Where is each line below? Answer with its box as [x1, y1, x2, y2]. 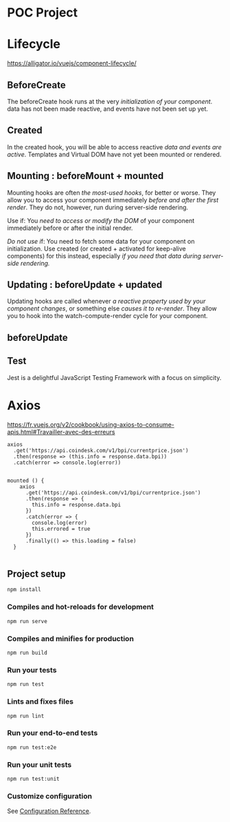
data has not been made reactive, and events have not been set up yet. [7, 105, 208, 113]
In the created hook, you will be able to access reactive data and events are [7, 143, 222, 151]
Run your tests [7, 665, 57, 675]
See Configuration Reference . [7, 807, 91, 815]
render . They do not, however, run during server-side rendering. [7, 203, 189, 211]
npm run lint [7, 713, 45, 719]
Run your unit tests [7, 759, 72, 769]
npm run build [7, 649, 48, 656]
